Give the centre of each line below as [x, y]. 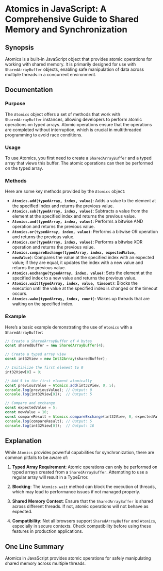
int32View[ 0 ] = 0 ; [24, 372]
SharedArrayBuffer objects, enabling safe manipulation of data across [74, 69]
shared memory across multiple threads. [45, 563]
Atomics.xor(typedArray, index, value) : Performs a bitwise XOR [77, 242]
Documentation [29, 90]
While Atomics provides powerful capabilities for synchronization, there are [80, 453]
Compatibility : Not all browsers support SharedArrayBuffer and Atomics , [84, 521]
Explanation [24, 441]
